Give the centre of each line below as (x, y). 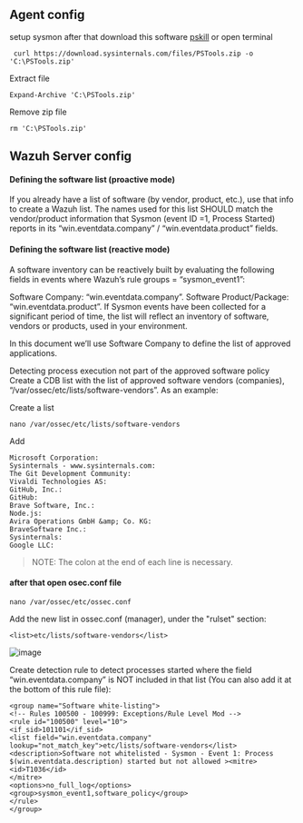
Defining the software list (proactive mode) (92, 179)
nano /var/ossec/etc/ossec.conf (70, 602)
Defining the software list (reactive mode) (90, 249)
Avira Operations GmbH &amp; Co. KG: (81, 521)
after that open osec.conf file (66, 583)
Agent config (47, 15)
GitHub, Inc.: (36, 490)
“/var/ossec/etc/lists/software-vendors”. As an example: (114, 390)
